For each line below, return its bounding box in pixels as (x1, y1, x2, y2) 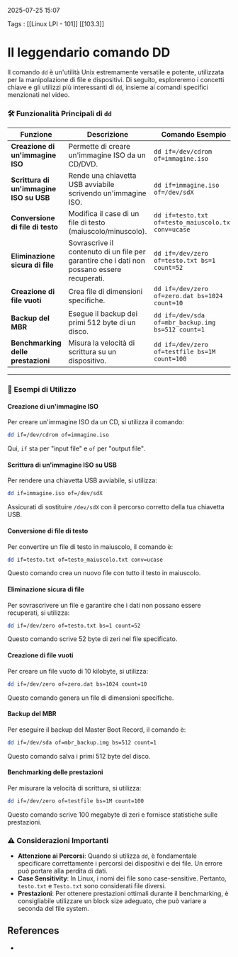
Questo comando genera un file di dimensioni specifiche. (7, 693, 174, 702)
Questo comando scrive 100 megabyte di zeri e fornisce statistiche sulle (7, 810, 218, 819)
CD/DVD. (68, 159, 98, 169)
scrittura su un (68, 347, 117, 357)
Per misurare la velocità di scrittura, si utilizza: (7, 783, 142, 792)
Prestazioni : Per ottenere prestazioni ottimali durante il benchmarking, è (17, 889, 229, 897)
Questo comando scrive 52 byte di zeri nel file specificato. (7, 635, 178, 643)
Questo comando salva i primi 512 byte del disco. (7, 752, 151, 760)
